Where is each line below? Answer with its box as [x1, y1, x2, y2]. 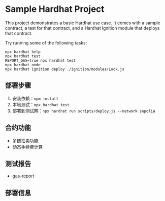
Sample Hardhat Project [5, 3, 104, 15]
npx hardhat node [5, 62, 41, 67]
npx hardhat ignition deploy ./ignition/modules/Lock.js [5, 67, 125, 72]
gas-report [12, 173, 34, 179]
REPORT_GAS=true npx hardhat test [5, 58, 76, 63]
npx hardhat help [5, 49, 41, 54]
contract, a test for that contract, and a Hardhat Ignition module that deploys [5, 25, 160, 31]
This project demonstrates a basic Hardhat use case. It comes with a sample [5, 20, 161, 26]
